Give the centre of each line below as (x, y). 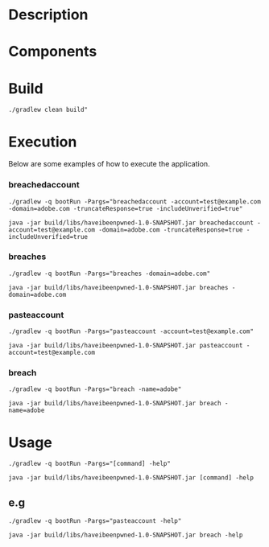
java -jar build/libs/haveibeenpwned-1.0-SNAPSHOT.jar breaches (118, 287)
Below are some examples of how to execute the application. (110, 164)
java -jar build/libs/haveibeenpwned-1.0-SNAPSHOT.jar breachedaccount (131, 223)
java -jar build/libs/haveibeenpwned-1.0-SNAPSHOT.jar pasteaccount (126, 346)
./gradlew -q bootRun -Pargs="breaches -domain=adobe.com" (110, 273)
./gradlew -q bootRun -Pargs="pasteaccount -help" (95, 521)
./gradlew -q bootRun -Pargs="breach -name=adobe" (95, 389)
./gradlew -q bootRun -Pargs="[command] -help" (90, 464)
